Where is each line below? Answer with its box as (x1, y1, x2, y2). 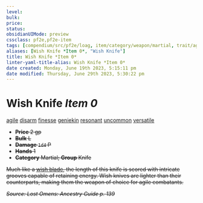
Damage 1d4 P (14, 141, 51, 149)
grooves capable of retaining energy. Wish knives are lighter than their (6, 172, 181, 179)
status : (6, 25, 26, 32)
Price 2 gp (14, 128, 42, 136)
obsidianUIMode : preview (6, 31, 69, 37)
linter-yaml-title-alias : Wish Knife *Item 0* (6, 59, 126, 65)
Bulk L (14, 135, 31, 142)
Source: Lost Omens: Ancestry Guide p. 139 (6, 190, 115, 198)
